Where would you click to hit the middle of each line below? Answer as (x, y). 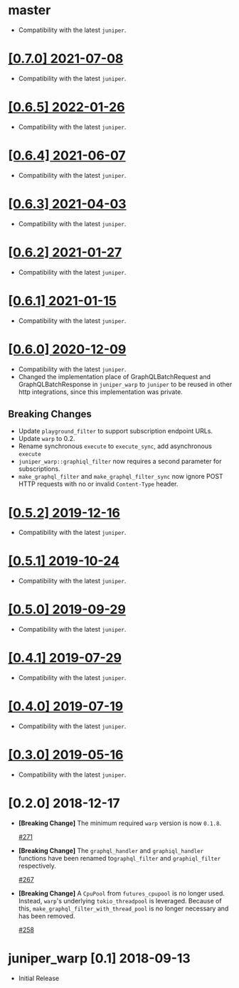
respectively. (37, 866)
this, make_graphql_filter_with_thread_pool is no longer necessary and (123, 908)
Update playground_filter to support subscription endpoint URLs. (115, 431)
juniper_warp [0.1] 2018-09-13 (99, 958)
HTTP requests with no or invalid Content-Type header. (98, 484)
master (30, 10)
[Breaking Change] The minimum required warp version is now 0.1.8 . (120, 823)
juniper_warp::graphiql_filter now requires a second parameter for (120, 462)
